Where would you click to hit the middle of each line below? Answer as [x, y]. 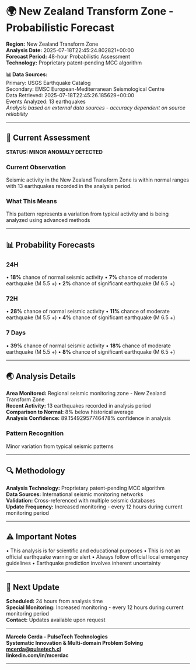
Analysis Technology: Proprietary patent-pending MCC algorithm [85, 488]
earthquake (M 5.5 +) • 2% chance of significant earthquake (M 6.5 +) [90, 283]
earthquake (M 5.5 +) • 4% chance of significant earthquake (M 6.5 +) [91, 317]
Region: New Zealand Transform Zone [52, 44]
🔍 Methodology [36, 471]
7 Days [16, 333]
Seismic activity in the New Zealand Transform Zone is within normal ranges [98, 180]
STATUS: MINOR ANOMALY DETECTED [55, 152]
